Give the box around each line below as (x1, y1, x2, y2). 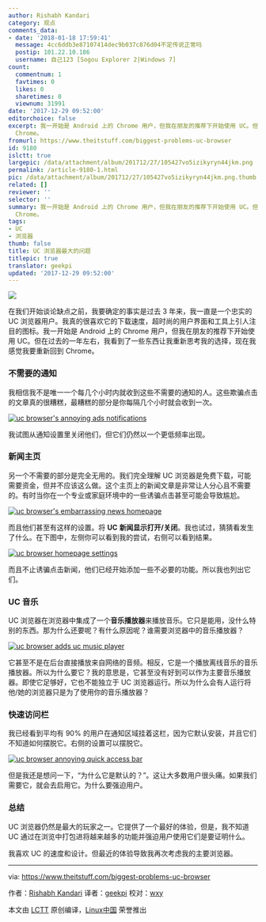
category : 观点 (8, 19, 56, 27)
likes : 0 (15, 85, 44, 93)
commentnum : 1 (15, 70, 62, 78)
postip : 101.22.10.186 (15, 48, 90, 56)
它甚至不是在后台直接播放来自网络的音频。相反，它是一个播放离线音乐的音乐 (8, 658, 258, 667)
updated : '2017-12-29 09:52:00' (8, 269, 115, 277)
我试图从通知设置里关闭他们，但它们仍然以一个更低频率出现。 (8, 429, 210, 439)
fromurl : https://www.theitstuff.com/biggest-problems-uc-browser (8, 136, 232, 145)
